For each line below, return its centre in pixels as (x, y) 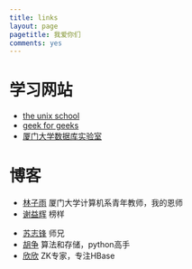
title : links (34, 18)
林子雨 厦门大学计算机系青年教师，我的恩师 (102, 203)
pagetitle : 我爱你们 (45, 34)
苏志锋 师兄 (43, 233)
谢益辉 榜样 (43, 214)
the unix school (51, 116)
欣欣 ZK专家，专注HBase (69, 256)
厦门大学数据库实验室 (62, 136)
